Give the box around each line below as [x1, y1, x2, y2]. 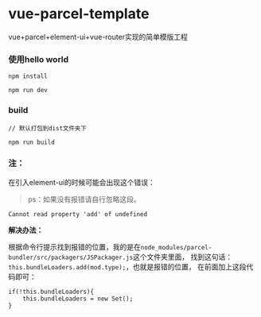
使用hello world [8, 53, 69, 64]
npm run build [8, 138, 56, 146]
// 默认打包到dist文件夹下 [8, 124, 88, 132]
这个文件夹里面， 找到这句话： [132, 252, 233, 261]
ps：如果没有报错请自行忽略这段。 [27, 194, 141, 203]
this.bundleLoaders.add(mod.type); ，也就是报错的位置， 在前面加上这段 [8, 261, 247, 271]
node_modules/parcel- [140, 243, 212, 251]
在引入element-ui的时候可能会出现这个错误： [8, 177, 155, 187]
